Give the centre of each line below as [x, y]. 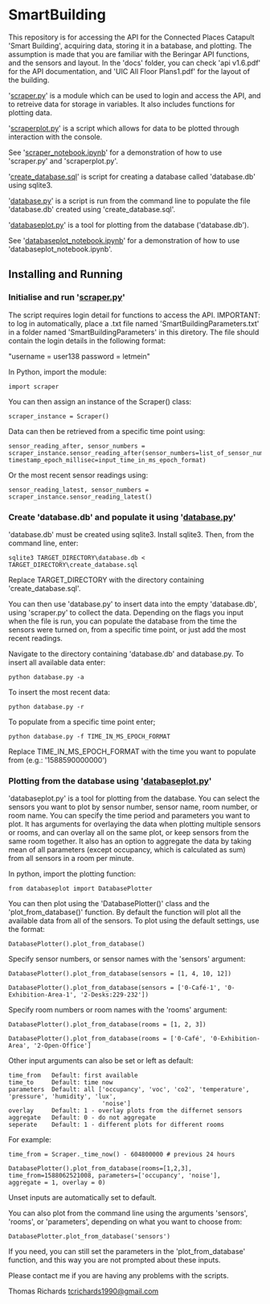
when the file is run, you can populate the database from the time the [123, 621]
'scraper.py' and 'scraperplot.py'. [63, 161]
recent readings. [35, 638]
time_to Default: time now [61, 1083]
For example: [30, 1140]
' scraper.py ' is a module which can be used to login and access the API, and [135, 95]
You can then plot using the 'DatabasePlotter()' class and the [109, 904]
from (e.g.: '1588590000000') [58, 760]
